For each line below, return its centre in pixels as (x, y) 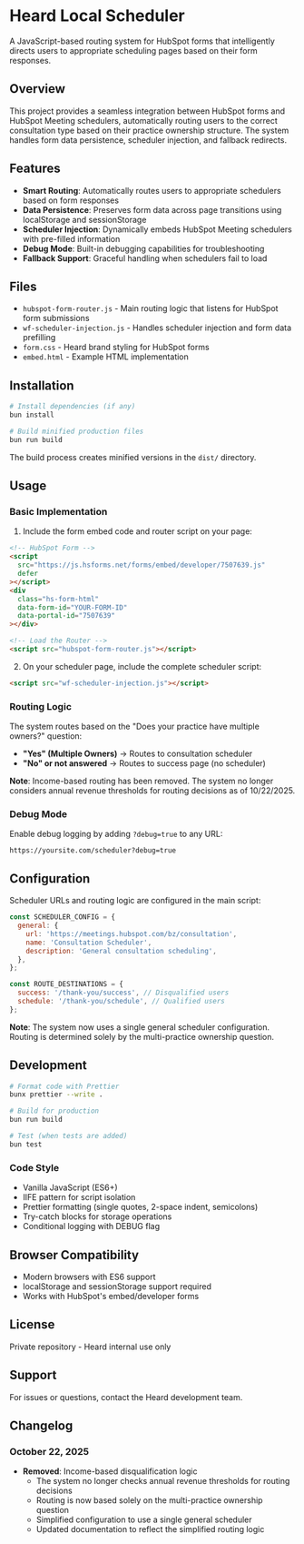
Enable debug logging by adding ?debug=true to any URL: (116, 834)
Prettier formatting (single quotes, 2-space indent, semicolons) (140, 1207)
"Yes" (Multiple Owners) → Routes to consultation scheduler (137, 754)
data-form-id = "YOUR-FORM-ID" (73, 607)
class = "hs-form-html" (59, 599)
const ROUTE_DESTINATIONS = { (67, 984)
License (32, 1325)
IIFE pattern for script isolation (79, 1197)
